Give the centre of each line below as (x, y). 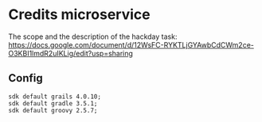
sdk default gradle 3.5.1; (53, 103)
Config (25, 78)
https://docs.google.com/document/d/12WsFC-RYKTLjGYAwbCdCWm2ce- (131, 44)
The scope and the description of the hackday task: (93, 36)
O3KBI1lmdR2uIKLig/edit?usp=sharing (71, 53)
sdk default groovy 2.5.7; (53, 110)
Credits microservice (79, 15)
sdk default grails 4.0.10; (55, 97)
